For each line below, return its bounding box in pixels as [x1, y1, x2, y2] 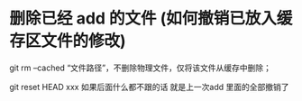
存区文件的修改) [9, 31, 126, 51]
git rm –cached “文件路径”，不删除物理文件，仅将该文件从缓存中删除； [9, 62, 272, 73]
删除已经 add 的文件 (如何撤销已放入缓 [9, 8, 293, 29]
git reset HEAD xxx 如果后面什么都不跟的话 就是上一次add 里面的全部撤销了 [9, 81, 290, 92]
